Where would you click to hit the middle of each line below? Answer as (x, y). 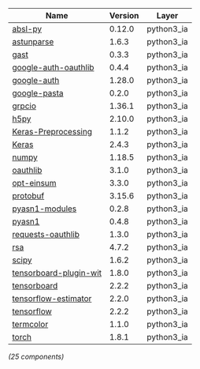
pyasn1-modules (44, 209)
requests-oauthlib (46, 234)
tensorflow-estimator (52, 298)
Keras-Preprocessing (52, 132)
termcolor (30, 324)
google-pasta (38, 93)
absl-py (27, 29)
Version (124, 15)
